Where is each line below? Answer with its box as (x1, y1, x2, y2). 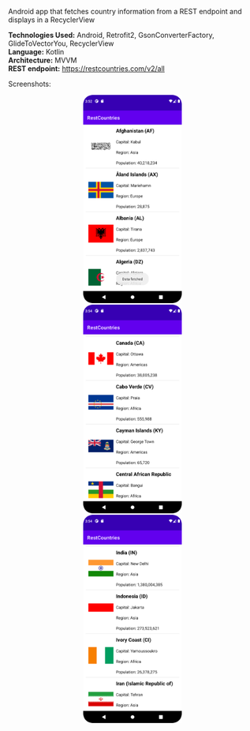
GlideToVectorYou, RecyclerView (8, 39, 114, 48)
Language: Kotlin (8, 47, 65, 56)
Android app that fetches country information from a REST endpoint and (8, 7, 242, 16)
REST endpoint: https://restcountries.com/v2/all (8, 64, 166, 73)
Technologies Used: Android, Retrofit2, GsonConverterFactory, (8, 31, 215, 39)
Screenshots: (8, 79, 51, 88)
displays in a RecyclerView (8, 15, 95, 24)
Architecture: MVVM (8, 55, 77, 65)
